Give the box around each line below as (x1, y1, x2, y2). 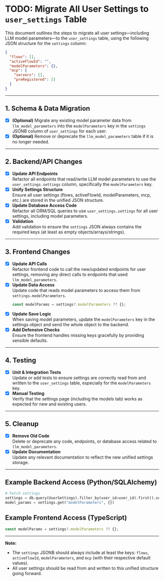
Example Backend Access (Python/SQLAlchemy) (5, 478, 157, 487)
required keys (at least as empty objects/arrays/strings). (12, 229, 125, 235)
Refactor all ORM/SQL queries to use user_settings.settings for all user (12, 208, 158, 214)
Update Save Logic (12, 311, 51, 316)
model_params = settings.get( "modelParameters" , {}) (5, 500, 115, 505)
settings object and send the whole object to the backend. (12, 321, 129, 327)
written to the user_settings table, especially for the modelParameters (12, 380, 151, 386)
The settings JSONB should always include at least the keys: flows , (12, 549, 149, 556)
